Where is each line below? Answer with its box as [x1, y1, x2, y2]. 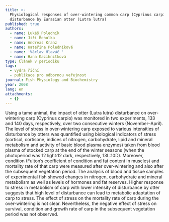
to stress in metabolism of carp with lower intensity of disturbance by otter [5, 184, 160, 191]
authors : [5, 26, 24, 31]
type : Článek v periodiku [5, 59, 59, 64]
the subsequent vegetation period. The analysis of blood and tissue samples [5, 169, 164, 175]
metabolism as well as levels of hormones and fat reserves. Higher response [5, 179, 164, 185]
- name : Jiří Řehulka [10, 36, 55, 41]
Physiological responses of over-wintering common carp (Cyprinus [10, 12, 152, 17]
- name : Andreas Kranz [10, 40, 57, 45]
